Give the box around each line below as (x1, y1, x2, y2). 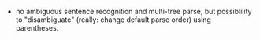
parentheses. (15, 24, 59, 32)
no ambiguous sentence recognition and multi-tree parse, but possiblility (15, 7, 252, 16)
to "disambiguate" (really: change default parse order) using (15, 15, 211, 24)
